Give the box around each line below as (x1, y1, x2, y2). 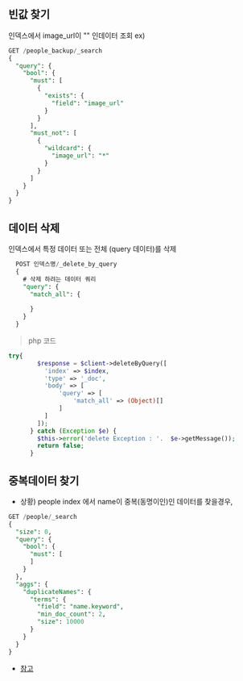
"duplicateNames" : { (23, 587, 92, 595)
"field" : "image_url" (51, 99, 125, 107)
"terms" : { (29, 595, 67, 604)
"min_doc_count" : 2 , (37, 610, 106, 619)
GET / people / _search (8, 512, 78, 520)
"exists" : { (43, 92, 84, 100)
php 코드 (27, 336, 56, 345)
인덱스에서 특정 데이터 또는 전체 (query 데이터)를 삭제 (8, 244, 177, 253)
